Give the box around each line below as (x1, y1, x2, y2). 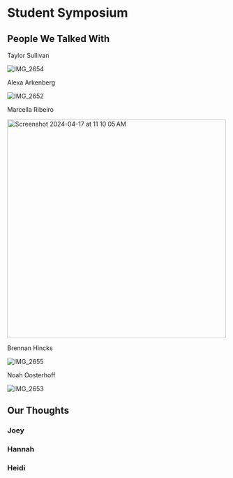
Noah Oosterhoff (7, 371, 56, 379)
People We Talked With (7, 33, 110, 45)
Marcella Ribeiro (7, 106, 54, 113)
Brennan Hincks (7, 344, 54, 352)
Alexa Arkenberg (7, 78, 56, 87)
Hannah (7, 444, 35, 454)
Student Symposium (7, 5, 128, 21)
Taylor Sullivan (7, 51, 50, 59)
